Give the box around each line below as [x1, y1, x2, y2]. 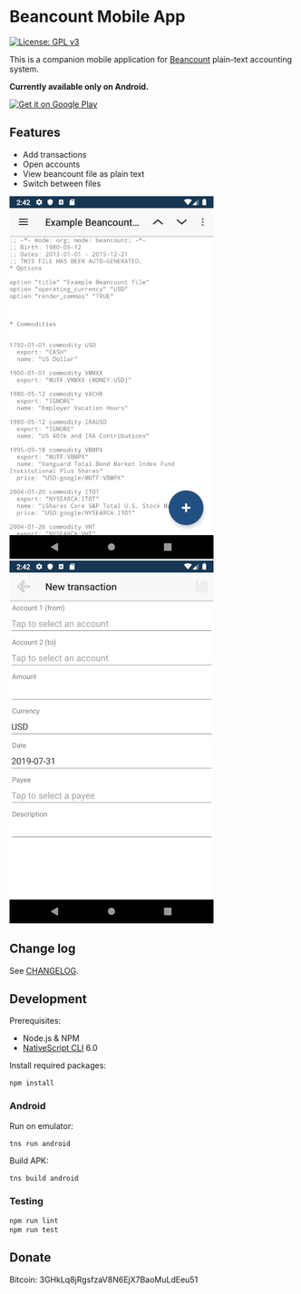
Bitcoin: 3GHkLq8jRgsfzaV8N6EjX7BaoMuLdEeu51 [9, 1274, 199, 1285]
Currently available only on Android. [9, 81, 150, 92]
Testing [9, 1194, 44, 1207]
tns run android [9, 1139, 71, 1148]
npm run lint [9, 1216, 59, 1225]
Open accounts [22, 159, 81, 170]
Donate [9, 1250, 52, 1266]
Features [9, 125, 61, 141]
